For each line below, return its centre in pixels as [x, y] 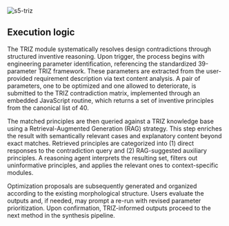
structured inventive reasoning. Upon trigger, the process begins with [106, 56]
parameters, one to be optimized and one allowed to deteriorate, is [102, 86]
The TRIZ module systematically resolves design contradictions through [109, 49]
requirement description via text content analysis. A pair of [117, 78]
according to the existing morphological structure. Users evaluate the [106, 193]
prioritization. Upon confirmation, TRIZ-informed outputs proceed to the [109, 208]
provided [20, 78]
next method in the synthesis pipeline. [61, 215]
